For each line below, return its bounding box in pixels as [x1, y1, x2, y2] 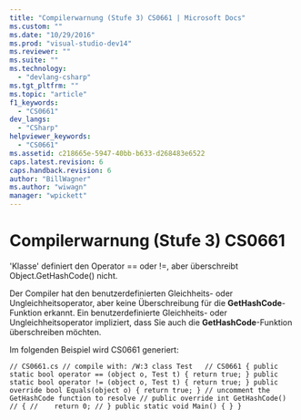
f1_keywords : [9, 97, 59, 108]
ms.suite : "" [9, 56, 59, 65]
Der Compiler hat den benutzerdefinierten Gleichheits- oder [9, 288, 234, 299]
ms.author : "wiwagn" [9, 183, 88, 192]
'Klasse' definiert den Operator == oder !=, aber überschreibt [9, 261, 238, 271]
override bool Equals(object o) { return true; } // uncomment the [9, 385, 271, 394]
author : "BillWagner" [9, 174, 92, 183]
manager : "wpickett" [9, 191, 88, 200]
